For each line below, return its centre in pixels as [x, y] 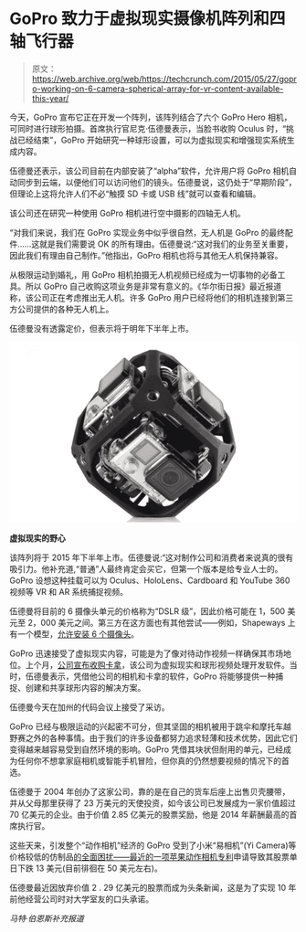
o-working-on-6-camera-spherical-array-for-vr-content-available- [158, 89]
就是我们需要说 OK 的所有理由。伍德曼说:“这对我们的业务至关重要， [166, 244]
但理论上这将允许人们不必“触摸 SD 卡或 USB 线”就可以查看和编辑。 [135, 194]
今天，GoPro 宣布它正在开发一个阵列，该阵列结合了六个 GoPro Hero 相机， [151, 117]
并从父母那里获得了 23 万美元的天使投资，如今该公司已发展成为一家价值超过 [153, 803]
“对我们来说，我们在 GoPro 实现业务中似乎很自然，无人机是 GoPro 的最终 [148, 232]
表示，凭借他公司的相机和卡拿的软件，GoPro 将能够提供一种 [162, 676]
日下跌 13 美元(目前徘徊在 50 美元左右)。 [86, 868]
